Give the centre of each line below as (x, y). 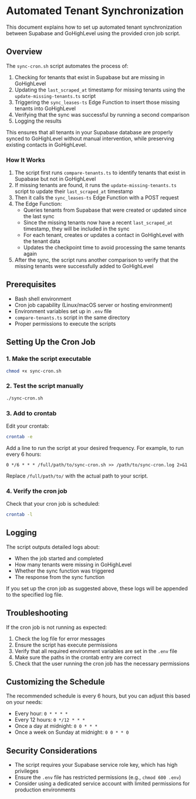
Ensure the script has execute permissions (66, 645)
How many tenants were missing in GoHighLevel (73, 564)
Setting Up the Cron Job (51, 342)
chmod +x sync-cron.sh (34, 371)
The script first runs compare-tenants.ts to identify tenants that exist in (100, 173)
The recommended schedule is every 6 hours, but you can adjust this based (98, 696)
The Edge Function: (38, 204)
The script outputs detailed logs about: (53, 547)
